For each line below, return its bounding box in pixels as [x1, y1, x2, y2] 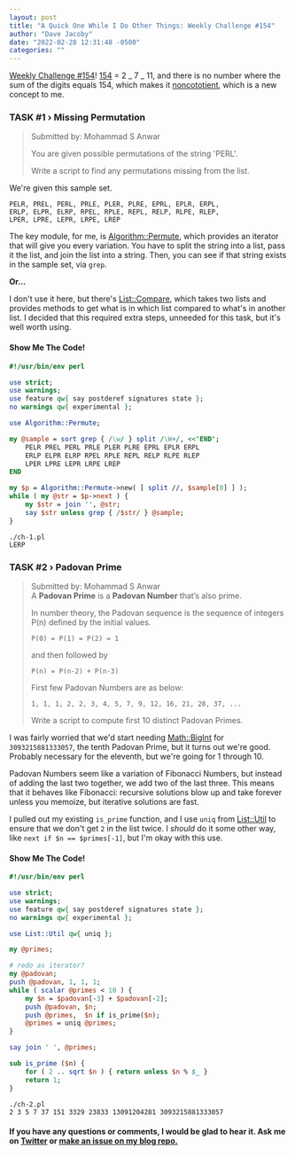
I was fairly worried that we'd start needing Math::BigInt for [9, 732, 224, 743]
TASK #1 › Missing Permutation [9, 112, 146, 124]
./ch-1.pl [9, 533, 46, 542]
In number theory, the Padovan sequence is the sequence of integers [30, 607, 284, 618]
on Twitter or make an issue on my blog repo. [9, 1135, 179, 1146]
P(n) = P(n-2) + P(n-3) [30, 667, 120, 675]
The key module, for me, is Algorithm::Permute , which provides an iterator [9, 231, 279, 242]
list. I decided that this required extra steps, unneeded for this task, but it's [9, 312, 281, 324]
